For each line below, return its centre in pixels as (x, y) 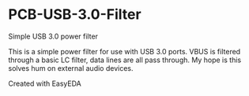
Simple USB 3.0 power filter (53, 36)
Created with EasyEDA (45, 83)
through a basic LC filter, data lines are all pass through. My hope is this (125, 60)
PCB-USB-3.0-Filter (75, 15)
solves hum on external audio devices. (71, 68)
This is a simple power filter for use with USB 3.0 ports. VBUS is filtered (124, 51)
